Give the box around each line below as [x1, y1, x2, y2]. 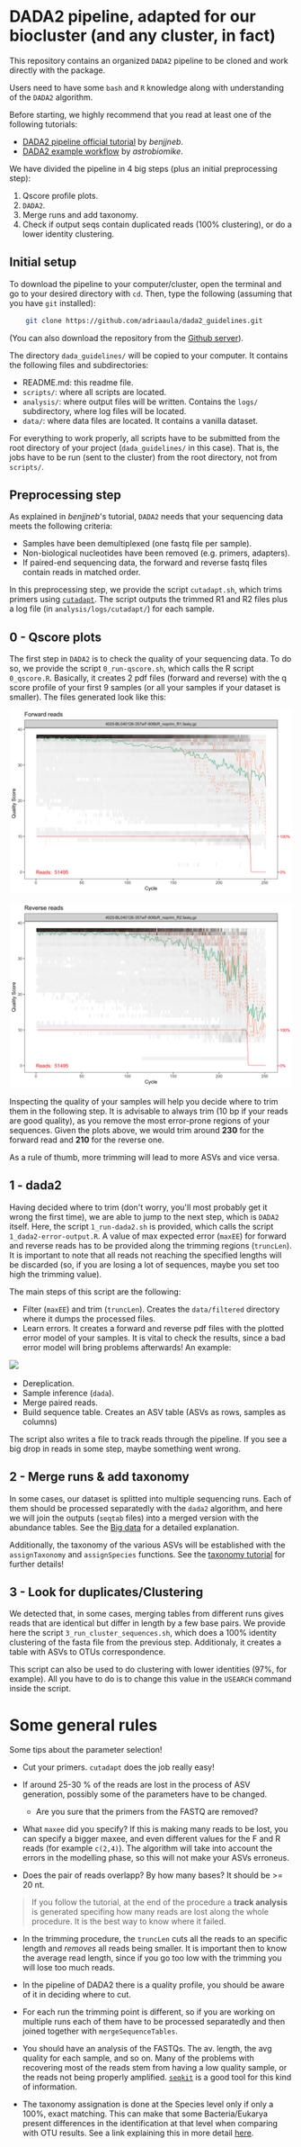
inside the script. [9, 1683, 72, 1694]
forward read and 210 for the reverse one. [9, 1134, 164, 1145]
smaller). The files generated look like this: [9, 691, 166, 703]
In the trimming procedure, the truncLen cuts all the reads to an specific [22, 1934, 288, 1944]
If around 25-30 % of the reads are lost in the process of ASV [22, 1780, 251, 1791]
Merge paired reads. [22, 1397, 99, 1408]
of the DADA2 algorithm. [9, 92, 93, 103]
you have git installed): [9, 297, 96, 308]
